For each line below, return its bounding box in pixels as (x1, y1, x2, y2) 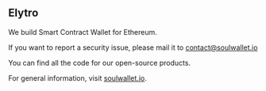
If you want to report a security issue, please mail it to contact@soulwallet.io (8, 43, 258, 52)
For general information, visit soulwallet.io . (8, 73, 147, 82)
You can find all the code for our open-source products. (8, 58, 191, 67)
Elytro (8, 6, 39, 20)
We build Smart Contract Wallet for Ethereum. (8, 27, 157, 36)
